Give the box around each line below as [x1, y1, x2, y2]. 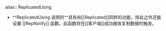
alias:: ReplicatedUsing [5, 4, 52, 10]
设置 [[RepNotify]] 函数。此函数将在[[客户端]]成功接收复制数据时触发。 [12, 21, 157, 26]
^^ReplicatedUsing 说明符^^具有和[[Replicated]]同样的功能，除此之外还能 [12, 14, 162, 20]
